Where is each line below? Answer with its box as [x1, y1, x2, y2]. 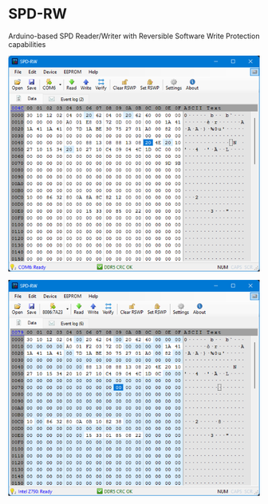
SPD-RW [8, 5, 68, 23]
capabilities [8, 39, 46, 49]
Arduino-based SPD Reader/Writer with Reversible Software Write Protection [8, 31, 260, 41]
